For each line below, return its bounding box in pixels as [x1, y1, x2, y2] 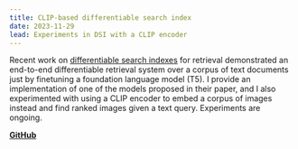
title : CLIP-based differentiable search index [9, 13, 192, 23]
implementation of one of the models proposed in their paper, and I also [9, 83, 276, 95]
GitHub [9, 130, 37, 141]
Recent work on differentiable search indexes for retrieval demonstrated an [9, 55, 289, 66]
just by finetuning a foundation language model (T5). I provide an [9, 74, 251, 85]
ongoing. [9, 112, 42, 123]
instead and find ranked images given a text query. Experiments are [9, 103, 261, 114]
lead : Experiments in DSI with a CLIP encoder [9, 30, 188, 39]
